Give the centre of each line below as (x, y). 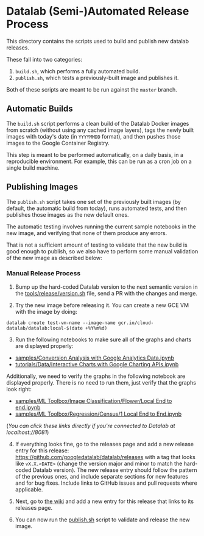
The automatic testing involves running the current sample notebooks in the (101, 226)
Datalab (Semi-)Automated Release (98, 11)
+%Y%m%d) (96, 328)
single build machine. (33, 168)
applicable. (29, 489)
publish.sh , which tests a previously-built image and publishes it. (97, 78)
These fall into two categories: (44, 59)
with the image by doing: (46, 311)
